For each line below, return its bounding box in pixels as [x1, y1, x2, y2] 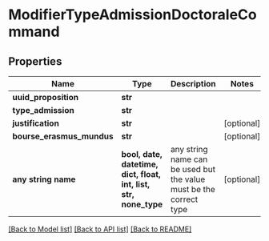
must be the [171, 184, 216, 195]
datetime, [121, 159, 159, 170]
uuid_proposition [12, 92, 78, 102]
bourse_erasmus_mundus [12, 131, 114, 142]
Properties [8, 54, 62, 68]
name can [171, 154, 208, 165]
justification [12, 118, 60, 129]
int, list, [121, 179, 151, 190]
